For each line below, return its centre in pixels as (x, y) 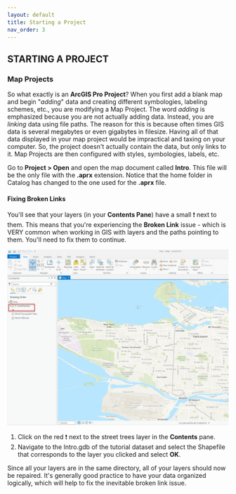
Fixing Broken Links (37, 199)
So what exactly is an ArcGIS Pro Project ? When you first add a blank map (115, 94)
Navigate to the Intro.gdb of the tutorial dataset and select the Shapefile (122, 447)
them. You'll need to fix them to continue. (67, 240)
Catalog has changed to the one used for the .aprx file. (87, 183)
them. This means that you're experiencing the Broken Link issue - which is (117, 225)
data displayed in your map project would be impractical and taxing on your (117, 139)
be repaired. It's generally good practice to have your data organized (107, 476)
